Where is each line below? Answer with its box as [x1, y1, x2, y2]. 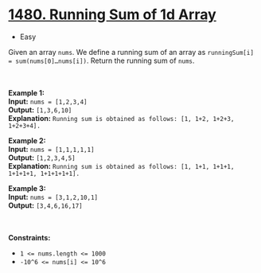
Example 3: [8, 183, 46, 193]
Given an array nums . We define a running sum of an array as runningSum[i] [8, 47, 255, 57]
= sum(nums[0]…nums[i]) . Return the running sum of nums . [8, 56, 195, 65]
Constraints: [8, 232, 51, 242]
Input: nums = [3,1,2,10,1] [8, 192, 98, 201]
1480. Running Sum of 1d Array [8, 6, 216, 24]
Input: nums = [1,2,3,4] [8, 96, 88, 106]
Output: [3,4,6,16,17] [8, 201, 83, 210]
